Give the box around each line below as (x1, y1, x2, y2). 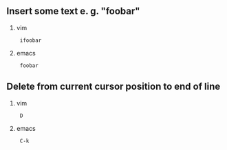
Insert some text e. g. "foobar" (6, 5, 140, 17)
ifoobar (19, 37, 42, 44)
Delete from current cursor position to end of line (6, 81, 221, 92)
